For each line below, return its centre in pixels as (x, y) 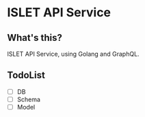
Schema (29, 99)
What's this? (35, 38)
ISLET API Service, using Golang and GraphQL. (73, 54)
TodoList (26, 75)
